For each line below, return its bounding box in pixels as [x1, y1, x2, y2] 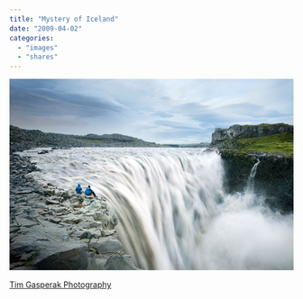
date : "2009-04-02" [9, 23, 83, 33]
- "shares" [17, 52, 59, 62]
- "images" [17, 43, 59, 52]
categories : [9, 33, 54, 42]
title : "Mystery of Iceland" [9, 14, 119, 23]
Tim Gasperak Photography [9, 279, 112, 290]
